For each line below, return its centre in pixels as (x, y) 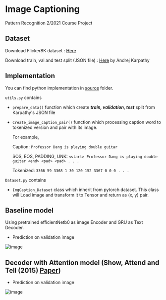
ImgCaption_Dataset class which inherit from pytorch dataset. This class (85, 190)
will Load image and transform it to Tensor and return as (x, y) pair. (80, 195)
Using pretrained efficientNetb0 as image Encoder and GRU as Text (74, 222)
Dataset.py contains (26, 180)
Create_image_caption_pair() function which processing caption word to (86, 122)
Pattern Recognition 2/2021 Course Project (49, 23)
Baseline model (29, 210)
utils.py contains (24, 98)
